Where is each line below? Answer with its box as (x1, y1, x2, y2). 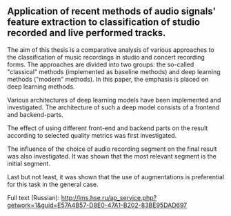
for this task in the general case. (7, 180, 99, 188)
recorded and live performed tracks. (7, 27, 166, 39)
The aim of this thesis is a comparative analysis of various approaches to (7, 45, 215, 54)
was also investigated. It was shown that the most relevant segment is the (7, 152, 217, 160)
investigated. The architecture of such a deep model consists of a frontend (7, 103, 220, 111)
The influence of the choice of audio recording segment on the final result (7, 145, 217, 153)
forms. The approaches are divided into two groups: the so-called (7, 60, 194, 69)
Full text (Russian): (7, 193, 60, 201)
